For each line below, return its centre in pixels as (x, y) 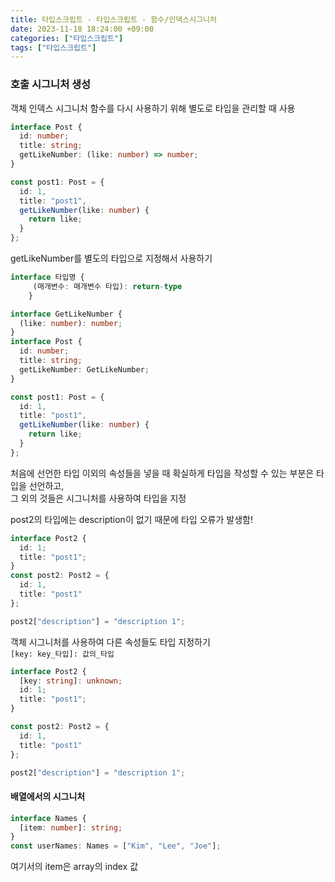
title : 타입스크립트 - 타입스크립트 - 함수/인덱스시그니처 (113, 19)
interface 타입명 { (47, 277)
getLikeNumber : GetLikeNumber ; (84, 369)
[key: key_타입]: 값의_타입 (62, 654)
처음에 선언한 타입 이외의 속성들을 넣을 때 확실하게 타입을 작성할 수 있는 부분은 (162, 473)
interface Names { (48, 818)
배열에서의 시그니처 (48, 797)
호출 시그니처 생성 (51, 84)
